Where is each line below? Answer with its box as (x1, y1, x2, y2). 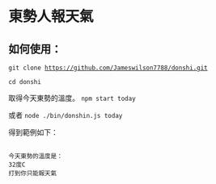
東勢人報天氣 (8, 7, 95, 26)
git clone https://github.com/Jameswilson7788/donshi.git (8, 64, 208, 72)
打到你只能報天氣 (8, 169, 57, 178)
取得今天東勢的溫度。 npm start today (8, 94, 136, 102)
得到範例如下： (8, 128, 58, 137)
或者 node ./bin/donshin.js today (8, 111, 123, 119)
